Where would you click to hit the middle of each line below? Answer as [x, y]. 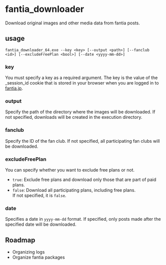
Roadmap [20, 240]
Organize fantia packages [39, 258]
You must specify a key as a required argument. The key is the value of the [82, 78]
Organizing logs [28, 252]
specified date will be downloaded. [41, 224]
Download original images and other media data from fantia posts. [73, 23]
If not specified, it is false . [39, 195]
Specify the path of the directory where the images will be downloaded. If [80, 112]
